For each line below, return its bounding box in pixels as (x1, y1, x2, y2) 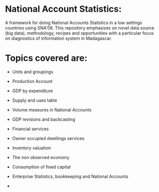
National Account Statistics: (5, 3, 122, 15)
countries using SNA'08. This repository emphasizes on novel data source (5, 25, 155, 30)
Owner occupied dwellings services (12, 135, 85, 141)
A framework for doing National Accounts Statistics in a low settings (5, 20, 142, 26)
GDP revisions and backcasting (12, 116, 75, 122)
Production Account (12, 78, 53, 84)
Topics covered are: (5, 53, 88, 64)
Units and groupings (12, 69, 53, 75)
